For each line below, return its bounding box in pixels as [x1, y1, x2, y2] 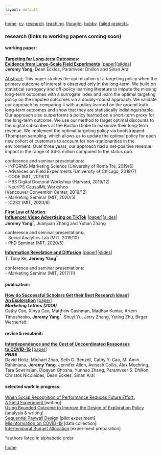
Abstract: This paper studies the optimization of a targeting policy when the [5, 75, 158, 81]
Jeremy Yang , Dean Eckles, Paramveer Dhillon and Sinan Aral [5, 66, 130, 72]
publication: [5, 281, 30, 287]
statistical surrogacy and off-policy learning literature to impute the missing [5, 86, 157, 92]
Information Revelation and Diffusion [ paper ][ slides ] [5, 250, 113, 255]
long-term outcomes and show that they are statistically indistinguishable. [5, 107, 154, 113]
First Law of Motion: [5, 209, 47, 215]
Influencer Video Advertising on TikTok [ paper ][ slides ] [5, 214, 117, 220]
